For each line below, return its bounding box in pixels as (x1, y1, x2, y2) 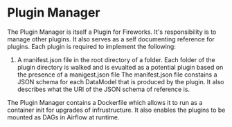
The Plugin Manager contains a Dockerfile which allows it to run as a (7, 98, 203, 106)
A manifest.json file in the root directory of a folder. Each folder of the (17, 55, 216, 63)
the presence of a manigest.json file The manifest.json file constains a (17, 70, 217, 79)
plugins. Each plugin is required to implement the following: (7, 42, 177, 50)
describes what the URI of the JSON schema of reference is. (17, 85, 190, 93)
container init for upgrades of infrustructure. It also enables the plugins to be (7, 106, 226, 114)
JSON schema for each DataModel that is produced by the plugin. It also (17, 77, 224, 86)
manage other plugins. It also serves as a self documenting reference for (7, 35, 215, 43)
